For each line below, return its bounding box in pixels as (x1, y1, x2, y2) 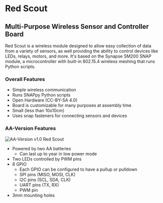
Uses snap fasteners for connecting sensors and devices (12, 113, 127, 119)
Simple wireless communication (12, 87, 77, 93)
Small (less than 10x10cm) (12, 108, 64, 114)
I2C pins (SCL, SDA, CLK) (19, 177, 71, 183)
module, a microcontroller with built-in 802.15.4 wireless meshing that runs (5, 59, 155, 64)
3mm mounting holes (12, 192, 55, 198)
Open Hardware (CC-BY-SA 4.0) (12, 97, 78, 103)
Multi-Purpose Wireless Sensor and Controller (5, 22, 149, 31)
